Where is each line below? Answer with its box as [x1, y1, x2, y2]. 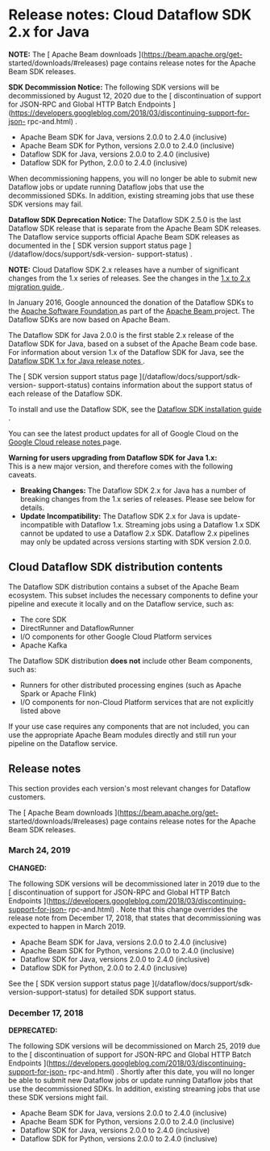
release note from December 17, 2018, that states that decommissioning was [8, 913, 262, 923]
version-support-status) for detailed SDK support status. [8, 986, 197, 997]
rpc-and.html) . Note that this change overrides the [68, 904, 238, 914]
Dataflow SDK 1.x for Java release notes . [8, 356, 145, 365]
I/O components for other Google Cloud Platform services [19, 632, 212, 641]
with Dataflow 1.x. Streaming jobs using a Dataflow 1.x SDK [64, 519, 260, 529]
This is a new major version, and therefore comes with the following [8, 461, 234, 471]
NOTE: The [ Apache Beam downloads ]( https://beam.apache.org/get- [8, 49, 243, 59]
